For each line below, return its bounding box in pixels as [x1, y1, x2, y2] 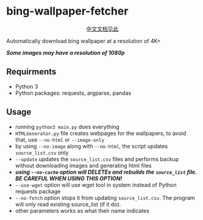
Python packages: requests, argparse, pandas [15, 89, 132, 97]
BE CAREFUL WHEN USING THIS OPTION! [15, 174, 123, 182]
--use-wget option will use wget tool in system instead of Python [15, 181, 177, 188]
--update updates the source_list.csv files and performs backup [15, 155, 179, 162]
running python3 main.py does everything [15, 123, 120, 130]
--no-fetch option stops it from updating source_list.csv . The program [15, 194, 195, 201]
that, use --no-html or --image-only [15, 136, 105, 143]
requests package [15, 187, 61, 195]
